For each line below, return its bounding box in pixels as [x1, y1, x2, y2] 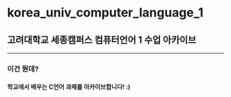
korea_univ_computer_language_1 [7, 5, 204, 21]
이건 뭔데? [7, 64, 39, 74]
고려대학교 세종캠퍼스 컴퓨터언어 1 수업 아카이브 [7, 34, 197, 45]
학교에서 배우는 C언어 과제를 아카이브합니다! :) [7, 83, 131, 91]
